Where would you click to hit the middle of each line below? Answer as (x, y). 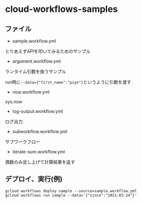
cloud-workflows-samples (62, 9)
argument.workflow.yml (37, 61)
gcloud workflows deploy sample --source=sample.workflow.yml (71, 191)
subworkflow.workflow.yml (40, 131)
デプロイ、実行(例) (34, 179)
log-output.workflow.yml (38, 111)
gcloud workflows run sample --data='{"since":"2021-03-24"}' (71, 195)
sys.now (14, 101)
